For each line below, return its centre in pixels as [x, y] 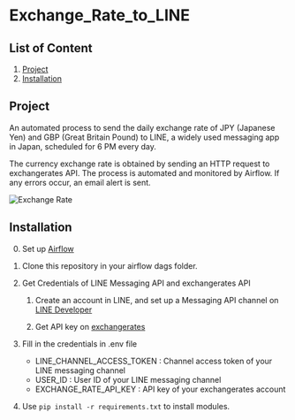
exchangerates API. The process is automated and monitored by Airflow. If [144, 172]
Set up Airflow [48, 248]
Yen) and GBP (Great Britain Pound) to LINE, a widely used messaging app [144, 137]
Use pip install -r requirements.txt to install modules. [126, 406]
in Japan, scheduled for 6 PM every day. [83, 146]
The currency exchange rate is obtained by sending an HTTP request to [140, 164]
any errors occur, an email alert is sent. [80, 182]
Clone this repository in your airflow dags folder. [110, 265]
